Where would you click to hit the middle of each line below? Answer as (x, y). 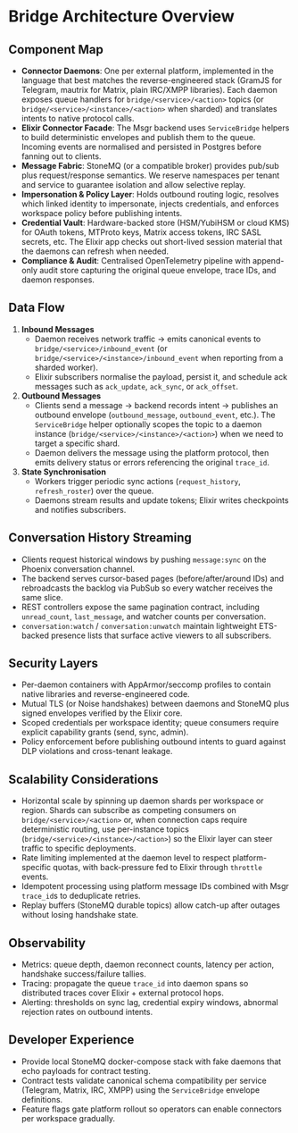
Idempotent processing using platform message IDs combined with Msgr (155, 886)
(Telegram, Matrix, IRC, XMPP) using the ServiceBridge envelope (141, 1090)
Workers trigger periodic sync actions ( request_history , (138, 481)
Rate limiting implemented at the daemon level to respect (126, 858)
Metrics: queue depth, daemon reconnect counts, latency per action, (148, 965)
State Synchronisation (63, 472)
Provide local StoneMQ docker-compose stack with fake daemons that (151, 1062)
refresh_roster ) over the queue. (94, 491)
